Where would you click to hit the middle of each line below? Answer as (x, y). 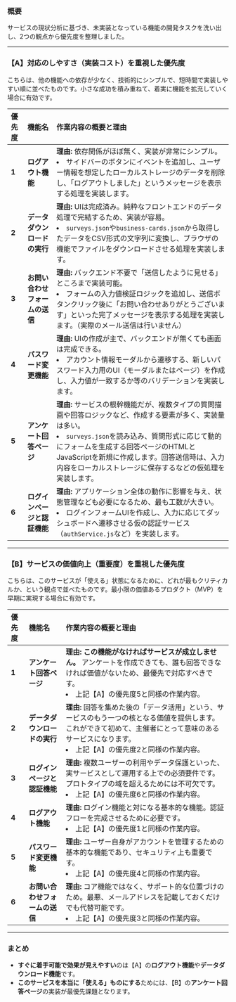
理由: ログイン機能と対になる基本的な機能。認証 (145, 807)
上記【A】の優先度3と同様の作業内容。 (140, 918)
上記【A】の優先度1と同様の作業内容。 (140, 828)
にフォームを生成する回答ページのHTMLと (126, 447)
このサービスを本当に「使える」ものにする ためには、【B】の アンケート (119, 983)
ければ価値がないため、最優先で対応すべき (136, 673)
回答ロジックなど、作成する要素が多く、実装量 (147, 415)
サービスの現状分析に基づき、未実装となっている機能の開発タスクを (105, 28)
